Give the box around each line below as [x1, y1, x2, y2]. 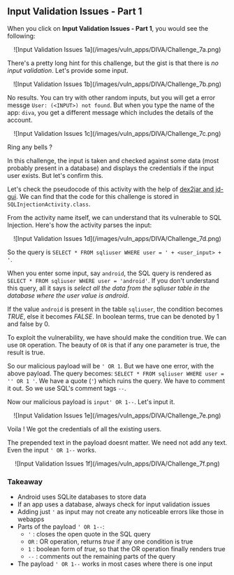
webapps [17, 515, 45, 524]
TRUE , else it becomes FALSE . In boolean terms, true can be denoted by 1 [7, 312, 219, 321]
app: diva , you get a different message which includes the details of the [7, 108, 214, 116]
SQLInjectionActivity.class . [7, 200, 91, 208]
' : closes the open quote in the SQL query [27, 530, 151, 539]
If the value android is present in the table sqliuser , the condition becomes [7, 305, 224, 313]
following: [7, 32, 36, 40]
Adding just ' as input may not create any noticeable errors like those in [17, 508, 224, 516]
